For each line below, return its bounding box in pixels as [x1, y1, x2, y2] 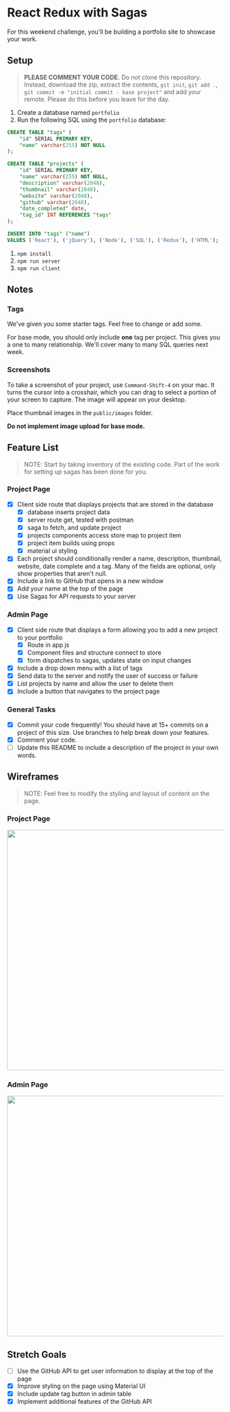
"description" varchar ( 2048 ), [19, 179, 106, 186]
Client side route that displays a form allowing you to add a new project [16, 626, 218, 634]
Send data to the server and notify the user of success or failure [16, 672, 199, 680]
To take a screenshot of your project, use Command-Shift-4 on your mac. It [7, 380, 215, 389]
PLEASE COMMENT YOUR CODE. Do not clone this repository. [23, 73, 202, 81]
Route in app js [27, 641, 70, 649]
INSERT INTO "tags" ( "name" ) [7, 230, 90, 237]
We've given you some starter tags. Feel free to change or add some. [7, 320, 203, 328]
